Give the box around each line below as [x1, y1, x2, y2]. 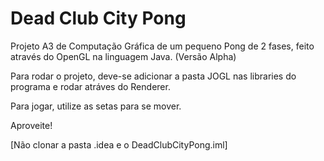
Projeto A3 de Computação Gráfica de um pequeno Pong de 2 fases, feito [10, 40, 315, 52]
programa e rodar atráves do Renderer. [10, 80, 171, 92]
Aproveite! [10, 119, 53, 131]
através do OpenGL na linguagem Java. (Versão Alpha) [10, 50, 237, 62]
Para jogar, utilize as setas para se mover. [10, 100, 182, 112]
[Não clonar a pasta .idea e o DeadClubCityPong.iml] [10, 138, 228, 151]
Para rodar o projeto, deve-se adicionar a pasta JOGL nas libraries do [10, 70, 297, 82]
